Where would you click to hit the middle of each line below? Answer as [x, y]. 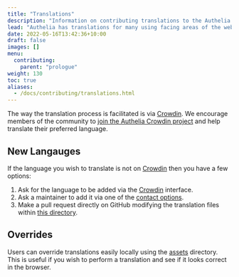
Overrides [30, 235]
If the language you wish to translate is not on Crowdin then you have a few [118, 168]
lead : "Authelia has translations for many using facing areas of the [114, 27]
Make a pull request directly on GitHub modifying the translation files [118, 204]
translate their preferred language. [58, 129]
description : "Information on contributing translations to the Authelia [119, 21]
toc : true [22, 80]
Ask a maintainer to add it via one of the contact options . [101, 197]
